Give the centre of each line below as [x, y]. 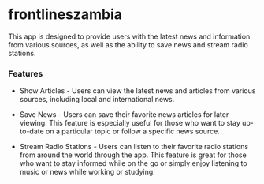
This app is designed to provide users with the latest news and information [129, 36]
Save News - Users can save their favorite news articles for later [124, 115]
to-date [32, 131]
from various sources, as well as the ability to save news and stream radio [128, 44]
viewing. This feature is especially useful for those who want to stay [130, 123]
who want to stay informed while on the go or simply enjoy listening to [133, 163]
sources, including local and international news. [97, 100]
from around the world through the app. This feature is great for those [133, 155]
